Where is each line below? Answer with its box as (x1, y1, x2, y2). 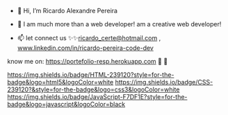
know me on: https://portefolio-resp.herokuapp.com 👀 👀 (7, 57, 168, 65)
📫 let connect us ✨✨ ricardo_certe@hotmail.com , (17, 34, 161, 42)
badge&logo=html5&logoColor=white (7, 78, 114, 86)
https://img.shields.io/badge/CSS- (115, 78, 213, 86)
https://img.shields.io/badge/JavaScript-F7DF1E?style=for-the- (7, 93, 188, 100)
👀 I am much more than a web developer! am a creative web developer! (17, 20, 222, 28)
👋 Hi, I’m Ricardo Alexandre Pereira (17, 7, 118, 15)
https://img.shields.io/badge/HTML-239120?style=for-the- (7, 71, 174, 79)
